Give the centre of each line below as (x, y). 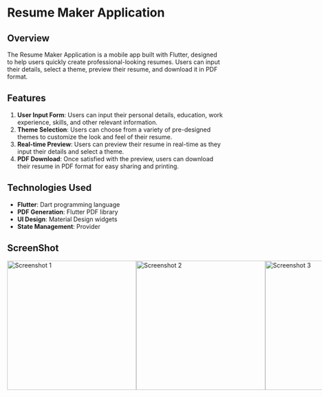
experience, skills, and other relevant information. (87, 122)
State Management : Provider (59, 226)
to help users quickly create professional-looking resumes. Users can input (114, 62)
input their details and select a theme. (71, 151)
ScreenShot (33, 248)
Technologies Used (49, 188)
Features (26, 98)
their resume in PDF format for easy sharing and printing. (98, 166)
